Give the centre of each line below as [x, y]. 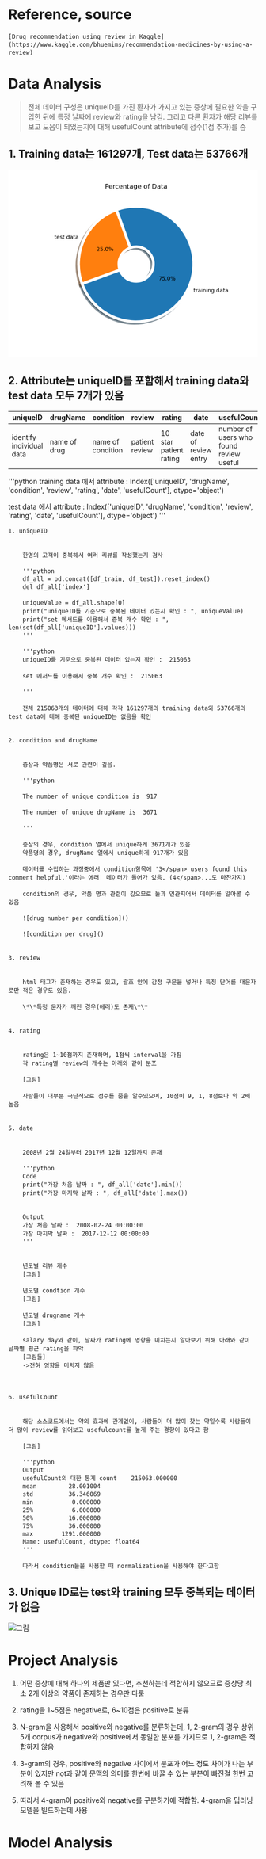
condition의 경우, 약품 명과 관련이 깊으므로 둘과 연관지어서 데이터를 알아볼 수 [137, 894]
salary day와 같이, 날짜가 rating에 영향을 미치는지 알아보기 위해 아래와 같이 [137, 1340]
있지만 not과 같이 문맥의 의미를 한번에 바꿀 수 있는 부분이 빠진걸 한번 [140, 1773]
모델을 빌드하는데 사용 [54, 1810]
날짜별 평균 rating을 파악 [46, 1349]
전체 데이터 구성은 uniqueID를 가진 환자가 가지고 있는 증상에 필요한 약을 [138, 107]
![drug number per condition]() [76, 918]
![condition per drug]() [63, 934]
